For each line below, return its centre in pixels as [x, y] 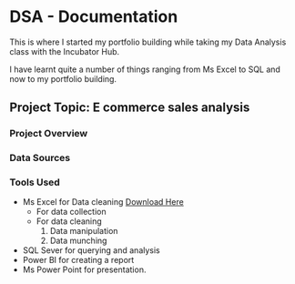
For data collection [71, 212]
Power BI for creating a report [78, 260]
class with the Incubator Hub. [65, 51]
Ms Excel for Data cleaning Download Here [103, 202]
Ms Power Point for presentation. [84, 269]
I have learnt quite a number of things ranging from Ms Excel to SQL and [145, 69]
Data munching [78, 241]
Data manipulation [84, 231]
